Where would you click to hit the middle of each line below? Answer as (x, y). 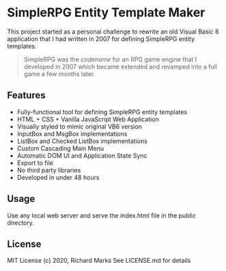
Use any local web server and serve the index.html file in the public (101, 215)
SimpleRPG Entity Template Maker (106, 13)
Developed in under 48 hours (58, 177)
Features (26, 95)
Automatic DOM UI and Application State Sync (82, 155)
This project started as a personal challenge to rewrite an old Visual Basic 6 (113, 31)
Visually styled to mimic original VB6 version (79, 126)
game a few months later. (59, 74)
